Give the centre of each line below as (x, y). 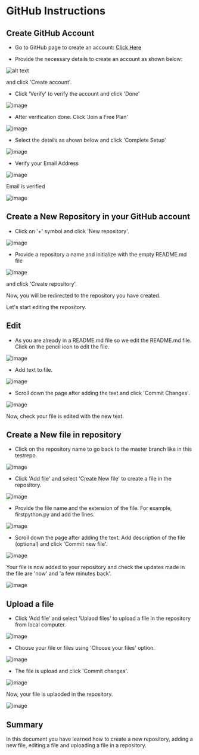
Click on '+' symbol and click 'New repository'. (72, 231)
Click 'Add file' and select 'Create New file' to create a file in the (93, 479)
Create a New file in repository (64, 435)
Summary (25, 725)
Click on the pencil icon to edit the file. (62, 346)
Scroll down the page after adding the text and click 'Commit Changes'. (102, 393)
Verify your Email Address (47, 163)
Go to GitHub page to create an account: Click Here (78, 47)
